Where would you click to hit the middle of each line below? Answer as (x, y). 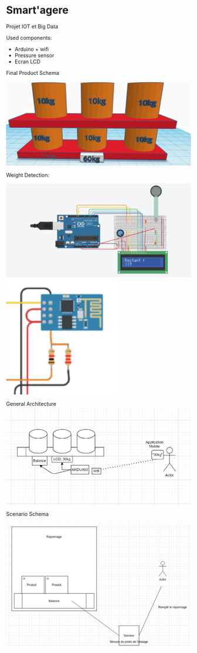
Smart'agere (37, 10)
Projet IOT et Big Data (32, 26)
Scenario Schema (27, 514)
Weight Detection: (28, 175)
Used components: (29, 37)
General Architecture (31, 404)
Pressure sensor (34, 55)
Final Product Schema (33, 73)
